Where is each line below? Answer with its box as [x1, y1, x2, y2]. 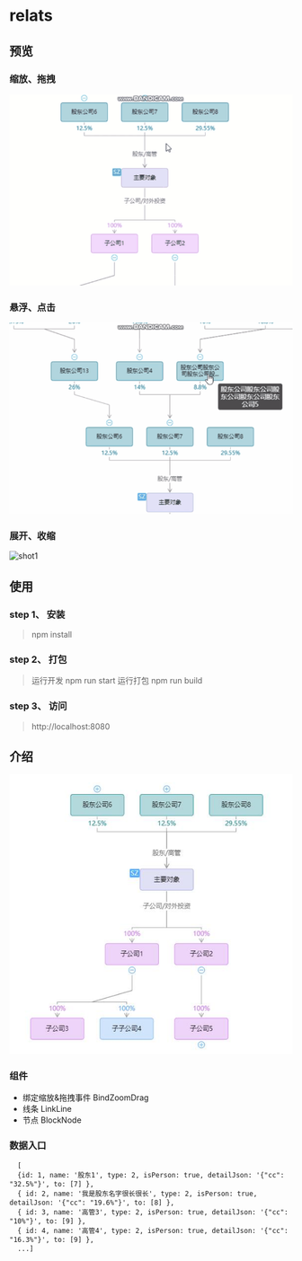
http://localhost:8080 [31, 720, 111, 732]
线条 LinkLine [22, 1103, 72, 1114]
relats [9, 5, 53, 26]
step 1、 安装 [9, 608, 66, 621]
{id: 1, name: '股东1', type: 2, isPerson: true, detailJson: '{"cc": [17, 1170, 285, 1179]
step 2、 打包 [9, 653, 67, 666]
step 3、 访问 [9, 700, 67, 712]
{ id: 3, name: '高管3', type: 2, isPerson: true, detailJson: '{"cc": [17, 1207, 289, 1217]
